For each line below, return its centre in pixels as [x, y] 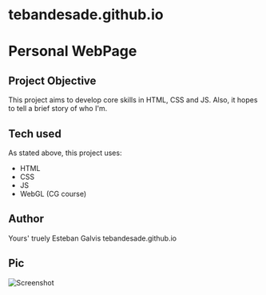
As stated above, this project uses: [65, 153]
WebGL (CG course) [53, 194]
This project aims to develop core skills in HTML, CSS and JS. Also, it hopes [133, 100]
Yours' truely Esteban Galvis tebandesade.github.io [93, 238]
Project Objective [52, 80]
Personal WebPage [73, 52]
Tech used [35, 134]
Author [26, 219]
